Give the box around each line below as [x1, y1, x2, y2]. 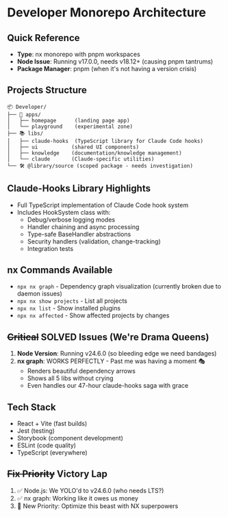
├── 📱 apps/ [7, 111, 41, 118]
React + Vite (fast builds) [16, 419, 88, 428]
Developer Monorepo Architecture [7, 5, 207, 21]
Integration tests [27, 244, 74, 252]
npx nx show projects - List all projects [16, 297, 128, 305]
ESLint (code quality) [16, 441, 77, 449]
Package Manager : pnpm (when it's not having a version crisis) [16, 65, 197, 72]
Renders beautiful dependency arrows [27, 367, 136, 375]
